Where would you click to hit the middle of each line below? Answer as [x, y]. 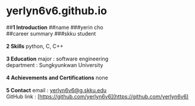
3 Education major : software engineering [57, 59]
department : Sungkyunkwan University [55, 65]
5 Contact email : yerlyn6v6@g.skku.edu [56, 90]
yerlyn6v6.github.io [56, 11]
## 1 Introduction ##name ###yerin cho [55, 27]
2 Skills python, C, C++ [35, 46]
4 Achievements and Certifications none [57, 78]
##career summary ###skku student [51, 33]
